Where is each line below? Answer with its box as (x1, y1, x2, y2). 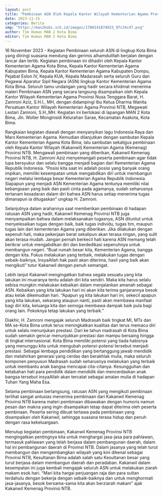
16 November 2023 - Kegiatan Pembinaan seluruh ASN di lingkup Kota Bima (5, 47, 157, 53)
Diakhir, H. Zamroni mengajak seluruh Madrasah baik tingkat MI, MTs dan (5, 317, 151, 323)
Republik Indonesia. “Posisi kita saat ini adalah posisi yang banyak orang (5, 165, 150, 171)
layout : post (5, 7, 32, 12)
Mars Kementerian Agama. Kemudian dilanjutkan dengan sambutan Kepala (5, 134, 154, 140)
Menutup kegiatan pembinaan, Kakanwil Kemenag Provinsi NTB (5, 429, 132, 434)
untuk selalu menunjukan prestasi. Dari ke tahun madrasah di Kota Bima (5, 327, 148, 333)
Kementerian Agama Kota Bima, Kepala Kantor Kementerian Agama (5, 63, 139, 68)
